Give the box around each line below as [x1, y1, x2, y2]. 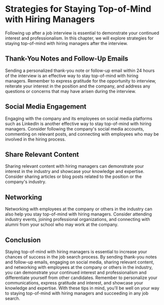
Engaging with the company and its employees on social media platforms [5, 115, 153, 121]
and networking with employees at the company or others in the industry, [5, 264, 153, 270]
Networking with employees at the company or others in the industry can [5, 206, 153, 212]
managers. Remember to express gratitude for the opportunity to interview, [5, 78, 157, 84]
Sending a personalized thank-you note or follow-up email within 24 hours [5, 67, 155, 73]
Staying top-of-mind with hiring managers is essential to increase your [5, 249, 147, 255]
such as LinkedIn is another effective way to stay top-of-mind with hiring [5, 121, 152, 127]
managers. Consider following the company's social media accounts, [5, 126, 144, 131]
